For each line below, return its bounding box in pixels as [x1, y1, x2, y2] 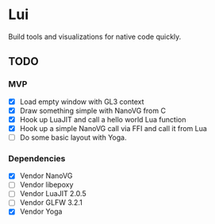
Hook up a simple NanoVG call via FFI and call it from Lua [19, 123, 208, 133]
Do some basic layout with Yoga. [19, 133, 127, 142]
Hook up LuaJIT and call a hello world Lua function [19, 114, 186, 124]
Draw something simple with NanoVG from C [19, 106, 167, 115]
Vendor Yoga [19, 207, 63, 216]
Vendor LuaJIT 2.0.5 [19, 189, 86, 199]
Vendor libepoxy [19, 180, 74, 190]
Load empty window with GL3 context [19, 97, 144, 106]
